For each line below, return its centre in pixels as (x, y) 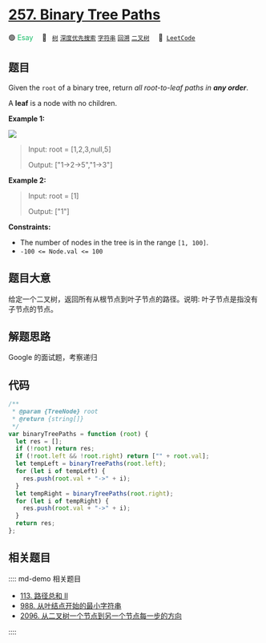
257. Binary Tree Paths (85, 15)
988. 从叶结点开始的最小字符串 (71, 605)
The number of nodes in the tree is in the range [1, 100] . (114, 242)
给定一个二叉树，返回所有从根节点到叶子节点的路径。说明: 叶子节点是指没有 (133, 299)
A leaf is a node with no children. (63, 103)
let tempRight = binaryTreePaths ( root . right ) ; (95, 493)
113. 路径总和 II (44, 596)
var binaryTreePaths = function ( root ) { (79, 434)
